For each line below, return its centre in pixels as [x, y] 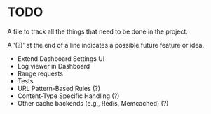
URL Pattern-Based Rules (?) [59, 88]
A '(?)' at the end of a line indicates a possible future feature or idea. [106, 45]
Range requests [40, 73]
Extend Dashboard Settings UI [61, 58]
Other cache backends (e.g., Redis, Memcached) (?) [93, 103]
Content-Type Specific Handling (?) [68, 96]
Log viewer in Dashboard [54, 66]
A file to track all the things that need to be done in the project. [97, 31]
